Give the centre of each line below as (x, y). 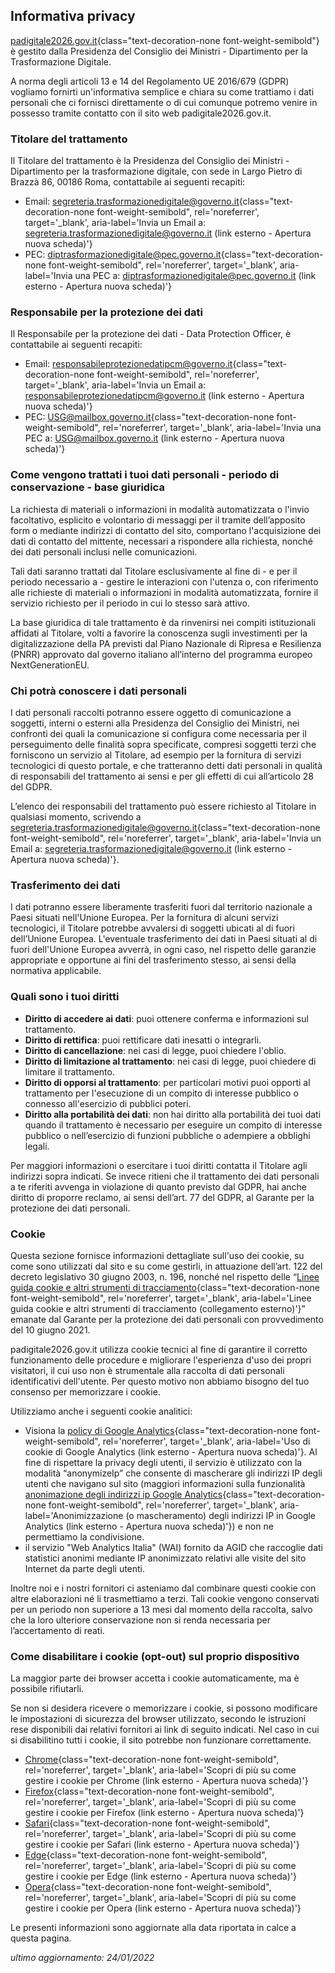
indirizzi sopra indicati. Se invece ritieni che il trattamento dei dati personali (165, 1176)
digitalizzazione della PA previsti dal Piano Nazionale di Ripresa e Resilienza (166, 643)
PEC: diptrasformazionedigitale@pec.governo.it (123, 255)
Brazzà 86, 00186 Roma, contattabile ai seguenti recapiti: (128, 182)
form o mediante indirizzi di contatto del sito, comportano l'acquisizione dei (166, 530)
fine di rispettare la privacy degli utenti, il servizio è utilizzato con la (163, 1462)
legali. (37, 1146)
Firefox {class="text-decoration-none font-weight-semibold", (149, 1791)
